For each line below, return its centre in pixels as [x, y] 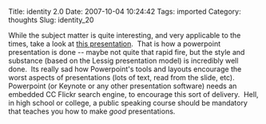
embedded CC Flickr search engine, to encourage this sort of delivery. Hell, [133, 94]
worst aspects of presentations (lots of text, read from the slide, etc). [121, 77]
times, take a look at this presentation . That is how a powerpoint [115, 44]
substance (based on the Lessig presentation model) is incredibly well [123, 60]
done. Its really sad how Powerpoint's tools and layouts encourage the [125, 69]
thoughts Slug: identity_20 [51, 20]
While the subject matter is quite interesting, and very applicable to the [125, 35]
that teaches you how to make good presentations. [92, 111]
